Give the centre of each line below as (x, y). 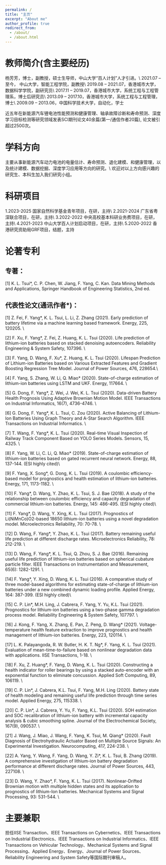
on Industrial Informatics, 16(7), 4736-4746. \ (51, 403)
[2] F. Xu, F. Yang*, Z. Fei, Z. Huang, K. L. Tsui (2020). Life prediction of (77, 337)
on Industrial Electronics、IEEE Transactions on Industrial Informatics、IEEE (82, 839)
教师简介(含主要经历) (47, 64)
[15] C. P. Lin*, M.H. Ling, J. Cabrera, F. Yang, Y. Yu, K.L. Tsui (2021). (75, 604)
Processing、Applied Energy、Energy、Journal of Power (63, 851)
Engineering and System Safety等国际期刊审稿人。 (78, 858)
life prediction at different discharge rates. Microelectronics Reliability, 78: (80, 539)
